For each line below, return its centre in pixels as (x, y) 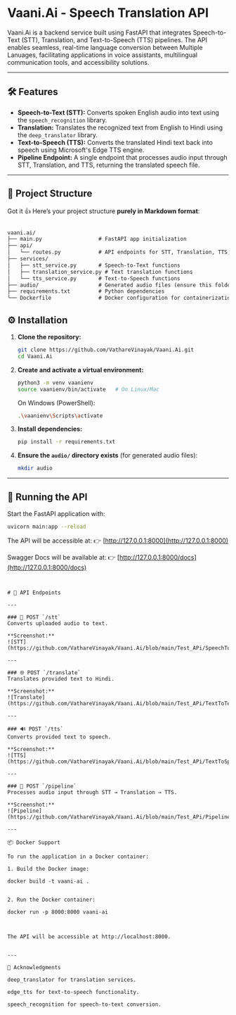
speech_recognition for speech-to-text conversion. (84, 1004)
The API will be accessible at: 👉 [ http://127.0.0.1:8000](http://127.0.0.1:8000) (118, 541)
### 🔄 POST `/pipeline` (42, 786)
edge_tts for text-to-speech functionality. (73, 992)
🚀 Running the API (47, 497)
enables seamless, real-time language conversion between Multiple (105, 47)
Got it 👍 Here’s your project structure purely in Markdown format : (104, 211)
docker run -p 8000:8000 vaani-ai (58, 912)
